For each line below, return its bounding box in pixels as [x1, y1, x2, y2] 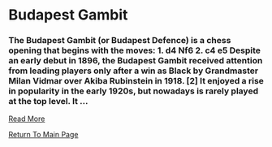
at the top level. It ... [8, 96, 89, 107]
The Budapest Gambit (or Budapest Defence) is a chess [8, 35, 231, 46]
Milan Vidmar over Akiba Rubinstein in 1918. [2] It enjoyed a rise [8, 76, 264, 87]
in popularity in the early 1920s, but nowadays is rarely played [8, 85, 258, 97]
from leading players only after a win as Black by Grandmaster [8, 65, 258, 76]
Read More [8, 114, 45, 123]
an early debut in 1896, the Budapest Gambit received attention [8, 55, 263, 67]
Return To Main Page [8, 130, 79, 140]
